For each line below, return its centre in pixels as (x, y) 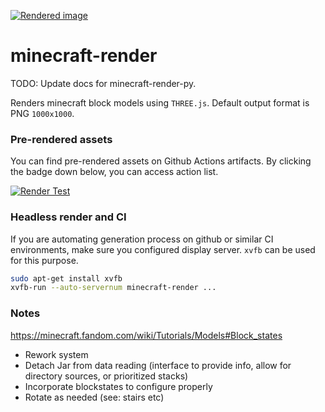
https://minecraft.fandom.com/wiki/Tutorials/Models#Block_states (146, 335)
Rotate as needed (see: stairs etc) (94, 397)
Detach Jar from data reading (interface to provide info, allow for (158, 365)
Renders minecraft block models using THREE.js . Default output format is (160, 102)
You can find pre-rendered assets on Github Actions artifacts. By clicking (161, 161)
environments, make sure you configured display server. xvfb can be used (163, 249)
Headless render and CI (68, 217)
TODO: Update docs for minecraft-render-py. (103, 83)
